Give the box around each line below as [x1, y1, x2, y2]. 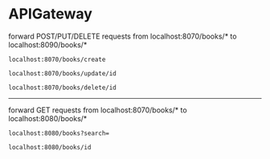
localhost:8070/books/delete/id [8, 84, 117, 92]
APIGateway [8, 5, 92, 23]
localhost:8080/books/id [8, 143, 92, 151]
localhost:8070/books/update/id [8, 69, 117, 77]
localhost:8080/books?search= [8, 129, 110, 137]
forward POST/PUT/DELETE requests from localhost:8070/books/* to [8, 31, 237, 41]
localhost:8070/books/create [8, 55, 106, 63]
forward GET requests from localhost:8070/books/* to [8, 105, 187, 115]
